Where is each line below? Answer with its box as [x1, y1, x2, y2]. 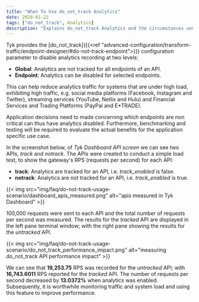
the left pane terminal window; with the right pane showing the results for [6, 223, 185, 230]
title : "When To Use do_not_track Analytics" [6, 8, 120, 15]
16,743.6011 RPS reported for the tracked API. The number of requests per [6, 271, 188, 278]
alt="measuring [128, 246, 167, 253]
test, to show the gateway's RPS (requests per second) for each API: [6, 156, 174, 163]
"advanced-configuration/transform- [101, 41, 191, 49]
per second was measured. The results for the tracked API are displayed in [6, 216, 189, 223]
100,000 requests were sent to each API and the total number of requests [6, 210, 185, 217]
